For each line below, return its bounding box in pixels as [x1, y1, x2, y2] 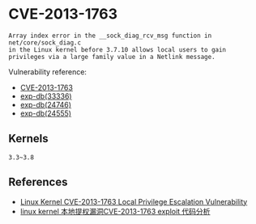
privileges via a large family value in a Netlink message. [8, 53, 216, 61]
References [8, 175, 68, 189]
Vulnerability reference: [8, 66, 87, 77]
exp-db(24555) [19, 108, 71, 118]
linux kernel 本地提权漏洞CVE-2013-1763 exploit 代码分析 [19, 206, 211, 216]
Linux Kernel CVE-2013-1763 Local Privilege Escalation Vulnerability [19, 197, 248, 206]
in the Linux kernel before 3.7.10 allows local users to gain [8, 45, 227, 53]
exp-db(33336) [19, 91, 72, 101]
